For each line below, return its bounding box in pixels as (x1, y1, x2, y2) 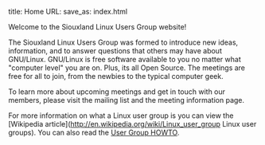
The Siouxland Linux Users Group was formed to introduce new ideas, (8, 37, 239, 47)
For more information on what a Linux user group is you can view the (8, 111, 234, 120)
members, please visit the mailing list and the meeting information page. (8, 96, 245, 104)
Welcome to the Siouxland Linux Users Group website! (8, 22, 187, 31)
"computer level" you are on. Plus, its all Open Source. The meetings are (8, 63, 245, 72)
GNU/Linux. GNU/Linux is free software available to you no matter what (8, 55, 241, 64)
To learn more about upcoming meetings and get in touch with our (8, 87, 225, 96)
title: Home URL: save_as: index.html (8, 7, 128, 16)
